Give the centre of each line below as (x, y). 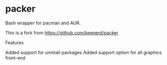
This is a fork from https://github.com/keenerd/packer (62, 32)
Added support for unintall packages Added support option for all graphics (83, 52)
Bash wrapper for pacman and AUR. (43, 23)
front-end (15, 58)
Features (15, 42)
